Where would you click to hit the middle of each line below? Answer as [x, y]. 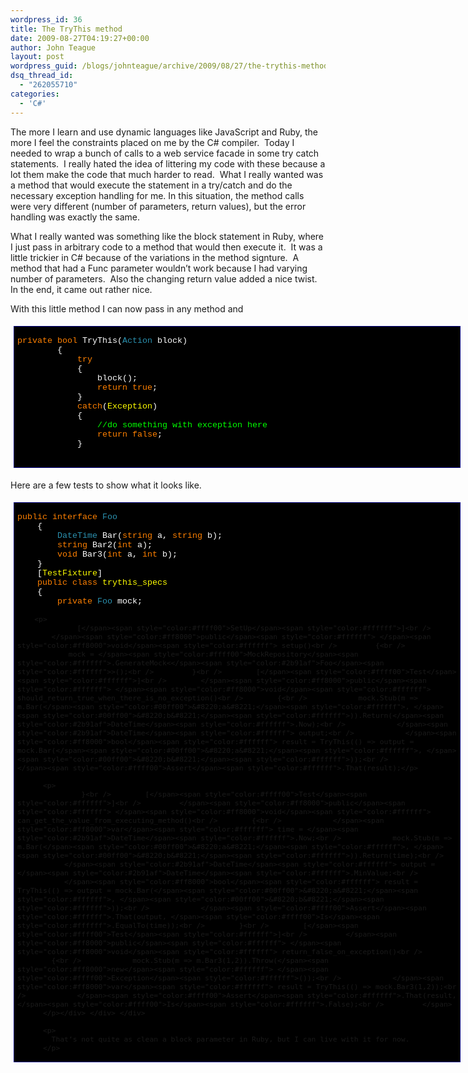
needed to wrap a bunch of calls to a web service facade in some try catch [165, 153]
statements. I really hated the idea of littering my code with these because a [168, 163]
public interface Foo [67, 517]
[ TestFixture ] [69, 573]
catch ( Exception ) [117, 406]
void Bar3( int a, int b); [117, 554]
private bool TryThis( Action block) [102, 340]
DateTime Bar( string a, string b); [140, 536]
